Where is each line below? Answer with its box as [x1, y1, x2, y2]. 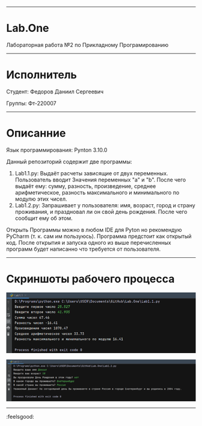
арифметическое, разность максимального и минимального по [14, 189, 180, 196]
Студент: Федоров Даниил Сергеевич [6, 88, 104, 95]
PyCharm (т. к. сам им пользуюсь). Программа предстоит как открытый [6, 233, 192, 240]
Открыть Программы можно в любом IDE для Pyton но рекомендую [6, 226, 182, 233]
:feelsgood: [6, 413, 34, 420]
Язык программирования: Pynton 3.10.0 [6, 146, 108, 154]
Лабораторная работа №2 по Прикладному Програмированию [6, 41, 169, 48]
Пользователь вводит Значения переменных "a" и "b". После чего [14, 176, 186, 183]
